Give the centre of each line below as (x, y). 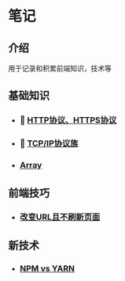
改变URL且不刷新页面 (60, 217)
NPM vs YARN (47, 268)
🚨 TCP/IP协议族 (49, 143)
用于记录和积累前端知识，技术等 (60, 68)
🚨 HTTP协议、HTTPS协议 (68, 120)
